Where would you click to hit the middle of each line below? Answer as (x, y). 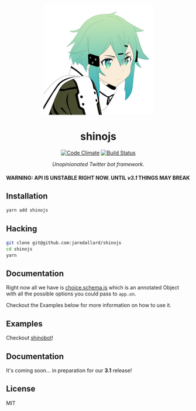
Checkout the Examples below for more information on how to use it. (89, 305)
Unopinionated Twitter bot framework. (98, 164)
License (21, 389)
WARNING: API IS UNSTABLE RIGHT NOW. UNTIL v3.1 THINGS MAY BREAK (98, 177)
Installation (27, 196)
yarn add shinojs (27, 210)
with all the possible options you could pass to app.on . (71, 294)
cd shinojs (19, 249)
